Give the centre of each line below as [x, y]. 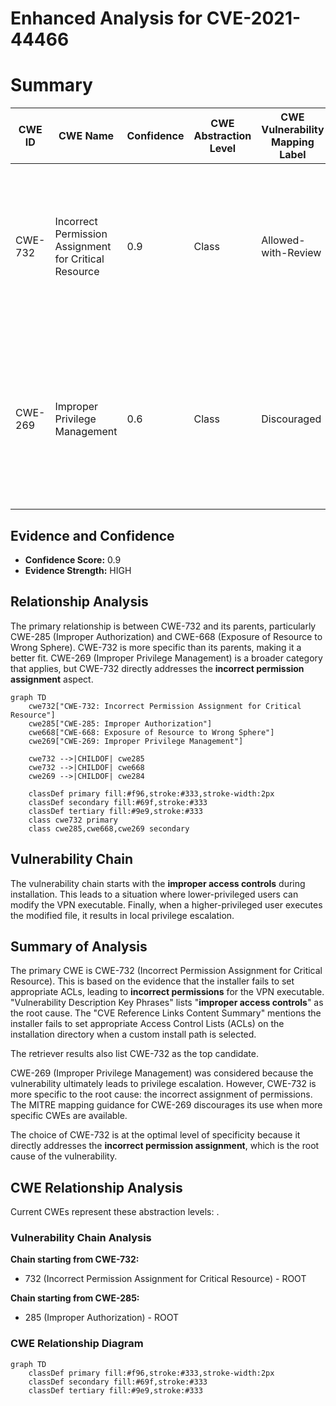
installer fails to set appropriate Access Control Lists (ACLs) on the [147, 1024]
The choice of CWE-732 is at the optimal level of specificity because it [155, 1135]
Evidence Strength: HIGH [78, 570]
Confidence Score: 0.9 [73, 559]
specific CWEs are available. [69, 1116]
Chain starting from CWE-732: [75, 1259]
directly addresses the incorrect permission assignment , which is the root [165, 1146]
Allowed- [283, 240]
